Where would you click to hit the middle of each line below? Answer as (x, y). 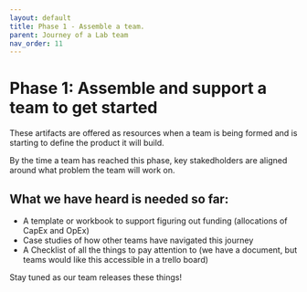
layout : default (40, 18)
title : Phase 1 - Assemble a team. (77, 26)
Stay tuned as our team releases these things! (96, 277)
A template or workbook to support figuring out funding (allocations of (155, 221)
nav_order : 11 (37, 43)
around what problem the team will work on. (92, 171)
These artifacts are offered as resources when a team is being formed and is (153, 133)
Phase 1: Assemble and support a (138, 89)
